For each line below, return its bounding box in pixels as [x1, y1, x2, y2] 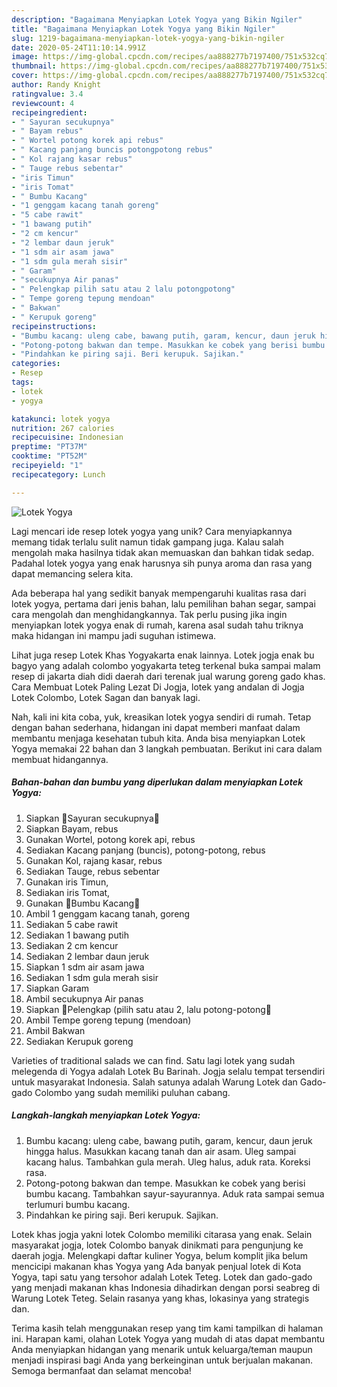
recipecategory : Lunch [11, 469, 106, 480]
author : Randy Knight [11, 80, 102, 90]
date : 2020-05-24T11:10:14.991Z [11, 42, 146, 53]
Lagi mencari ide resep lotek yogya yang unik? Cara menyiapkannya [11, 525, 293, 537]
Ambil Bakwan [25, 1024, 86, 1036]
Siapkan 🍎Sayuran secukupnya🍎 [25, 812, 160, 824]
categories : [11, 359, 61, 369]
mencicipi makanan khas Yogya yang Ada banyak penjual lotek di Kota [11, 1260, 302, 1272]
